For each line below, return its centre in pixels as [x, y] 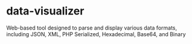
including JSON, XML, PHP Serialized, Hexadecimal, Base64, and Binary [96, 34]
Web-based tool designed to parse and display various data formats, [92, 28]
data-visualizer [45, 11]
